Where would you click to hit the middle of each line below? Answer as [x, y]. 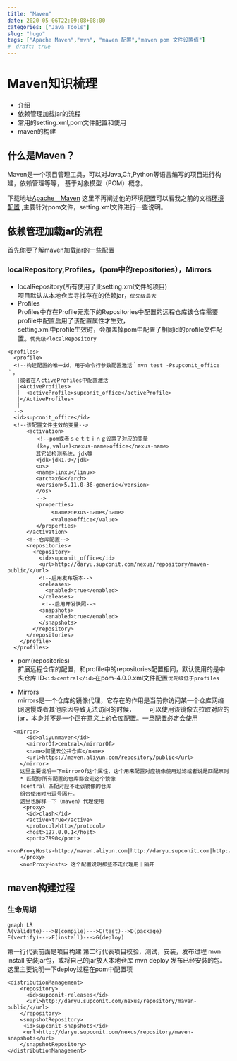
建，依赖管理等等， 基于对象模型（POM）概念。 [77, 183]
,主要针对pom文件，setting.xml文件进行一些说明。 [94, 207]
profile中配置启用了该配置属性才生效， [73, 320]
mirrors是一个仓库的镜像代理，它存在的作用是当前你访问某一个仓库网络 [121, 700]
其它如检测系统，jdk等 [64, 453]
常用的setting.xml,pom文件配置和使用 [72, 122]
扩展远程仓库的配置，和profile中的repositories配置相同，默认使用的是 [119, 668]
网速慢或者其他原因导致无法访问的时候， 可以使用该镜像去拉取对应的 [123, 709]
